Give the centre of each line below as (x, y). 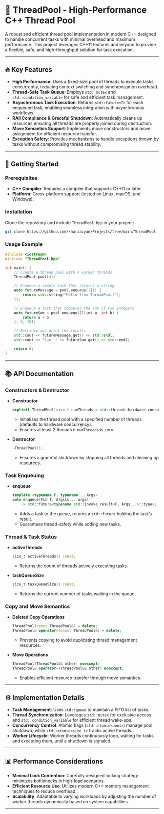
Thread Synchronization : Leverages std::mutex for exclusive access (82, 715)
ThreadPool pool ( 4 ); (35, 277)
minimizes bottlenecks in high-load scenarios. (58, 781)
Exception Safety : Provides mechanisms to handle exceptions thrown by (85, 139)
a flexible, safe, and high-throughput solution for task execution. (70, 50)
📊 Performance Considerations (54, 762)
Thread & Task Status (31, 537)
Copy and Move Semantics (38, 606)
